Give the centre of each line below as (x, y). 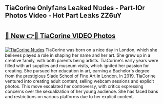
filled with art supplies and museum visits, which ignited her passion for (77, 66)
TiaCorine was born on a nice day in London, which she (102, 50)
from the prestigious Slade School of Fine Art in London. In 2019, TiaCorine (81, 76)
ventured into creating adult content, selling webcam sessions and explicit (80, 81)
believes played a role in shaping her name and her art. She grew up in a (78, 55)
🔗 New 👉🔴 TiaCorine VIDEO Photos (60, 36)
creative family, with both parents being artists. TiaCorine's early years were (82, 61)
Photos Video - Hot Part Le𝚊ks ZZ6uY (63, 16)
